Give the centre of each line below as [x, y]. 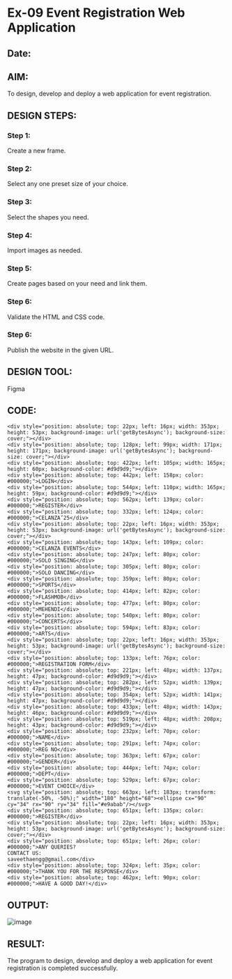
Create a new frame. [37, 151]
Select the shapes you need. [48, 217]
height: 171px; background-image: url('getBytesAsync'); [92, 451]
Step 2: [20, 169]
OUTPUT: [28, 905]
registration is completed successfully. [63, 968]
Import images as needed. [45, 250]
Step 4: [20, 235]
